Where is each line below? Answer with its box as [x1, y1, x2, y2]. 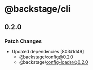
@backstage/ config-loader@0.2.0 [19, 59, 89, 65]
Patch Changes [4, 38, 42, 45]
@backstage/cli [4, 3, 70, 15]
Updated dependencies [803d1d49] [11, 48, 84, 54]
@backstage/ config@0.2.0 [19, 54, 73, 60]
